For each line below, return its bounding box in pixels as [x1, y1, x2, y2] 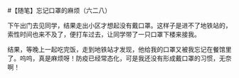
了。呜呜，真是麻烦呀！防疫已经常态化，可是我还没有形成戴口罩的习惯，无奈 [7, 54, 232, 62]
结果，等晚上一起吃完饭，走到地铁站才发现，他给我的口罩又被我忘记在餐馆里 [7, 45, 232, 53]
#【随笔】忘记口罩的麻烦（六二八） [7, 6, 112, 14]
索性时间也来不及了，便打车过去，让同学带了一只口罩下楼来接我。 [7, 30, 201, 38]
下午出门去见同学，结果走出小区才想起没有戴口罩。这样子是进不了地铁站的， [7, 21, 232, 30]
